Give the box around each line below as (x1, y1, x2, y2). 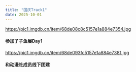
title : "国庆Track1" (5, 7, 47, 13)
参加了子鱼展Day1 (5, 38, 43, 44)
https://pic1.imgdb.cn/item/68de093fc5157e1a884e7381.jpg (5, 49, 129, 55)
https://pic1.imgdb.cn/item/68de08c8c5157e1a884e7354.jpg (5, 26, 131, 32)
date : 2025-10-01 (5, 12, 42, 17)
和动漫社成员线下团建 (5, 61, 50, 68)
